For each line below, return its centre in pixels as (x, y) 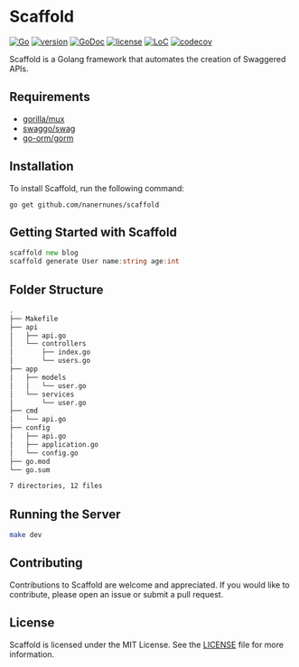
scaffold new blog (44, 253)
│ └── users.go (50, 361)
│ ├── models (38, 377)
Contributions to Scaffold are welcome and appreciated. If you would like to (150, 585)
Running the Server (65, 514)
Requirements (50, 97)
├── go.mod (30, 461)
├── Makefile (34, 319)
